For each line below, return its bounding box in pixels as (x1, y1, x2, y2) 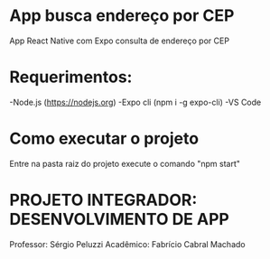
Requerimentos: (9, 67, 133, 88)
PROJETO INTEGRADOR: (9, 190, 198, 210)
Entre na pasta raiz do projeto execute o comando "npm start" (9, 158, 241, 169)
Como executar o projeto (9, 128, 200, 149)
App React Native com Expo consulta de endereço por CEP (9, 35, 230, 46)
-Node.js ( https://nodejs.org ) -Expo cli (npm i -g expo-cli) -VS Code (9, 97, 262, 107)
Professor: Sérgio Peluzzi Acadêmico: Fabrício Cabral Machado (9, 238, 246, 249)
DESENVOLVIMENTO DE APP (9, 209, 230, 229)
